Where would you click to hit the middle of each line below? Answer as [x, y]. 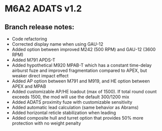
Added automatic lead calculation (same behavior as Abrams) [75, 107]
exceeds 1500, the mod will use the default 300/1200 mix [71, 97]
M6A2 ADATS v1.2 [43, 9]
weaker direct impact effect [40, 76]
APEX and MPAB [29, 86]
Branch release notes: [39, 27]
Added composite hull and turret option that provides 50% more [78, 118]
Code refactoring [29, 39]
